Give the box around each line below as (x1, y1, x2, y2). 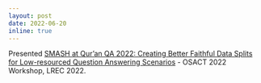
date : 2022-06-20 (8, 19, 67, 27)
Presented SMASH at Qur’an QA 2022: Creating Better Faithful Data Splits (8, 49, 253, 59)
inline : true (8, 27, 53, 35)
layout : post (8, 11, 53, 20)
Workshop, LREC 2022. (8, 66, 86, 76)
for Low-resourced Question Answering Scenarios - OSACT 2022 (8, 57, 227, 67)
